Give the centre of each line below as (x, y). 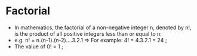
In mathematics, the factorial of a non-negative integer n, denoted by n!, (103, 27)
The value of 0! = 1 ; (39, 46)
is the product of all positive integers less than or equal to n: (88, 33)
